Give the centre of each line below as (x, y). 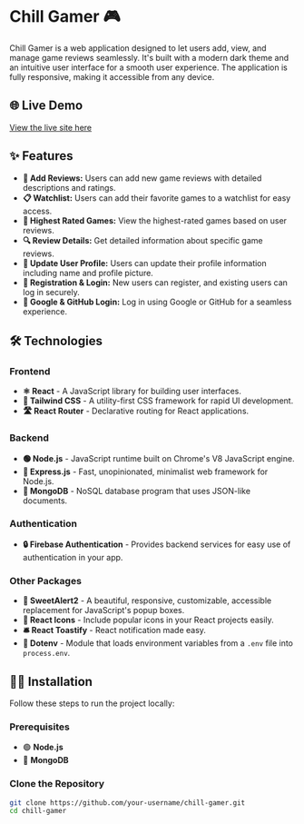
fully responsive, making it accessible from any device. (112, 76)
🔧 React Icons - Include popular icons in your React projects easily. (148, 620)
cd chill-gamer (38, 811)
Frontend (30, 371)
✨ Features (41, 156)
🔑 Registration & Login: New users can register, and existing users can (155, 283)
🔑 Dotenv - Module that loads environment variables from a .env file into (157, 643)
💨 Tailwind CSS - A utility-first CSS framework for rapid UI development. (158, 401)
